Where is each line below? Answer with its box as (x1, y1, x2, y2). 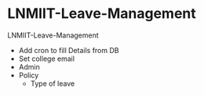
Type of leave (30, 79, 75, 88)
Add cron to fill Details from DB (18, 45, 119, 55)
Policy (18, 70, 39, 80)
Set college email (18, 54, 75, 63)
